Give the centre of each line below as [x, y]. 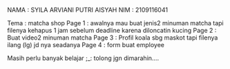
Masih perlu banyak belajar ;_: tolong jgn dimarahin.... [83, 58]
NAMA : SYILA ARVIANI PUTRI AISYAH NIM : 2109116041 [87, 10]
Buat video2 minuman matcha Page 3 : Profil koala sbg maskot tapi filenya [113, 38]
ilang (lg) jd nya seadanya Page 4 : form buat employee [86, 45]
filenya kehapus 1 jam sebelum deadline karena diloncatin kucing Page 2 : [112, 30]
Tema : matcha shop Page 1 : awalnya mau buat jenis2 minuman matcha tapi [115, 23]
